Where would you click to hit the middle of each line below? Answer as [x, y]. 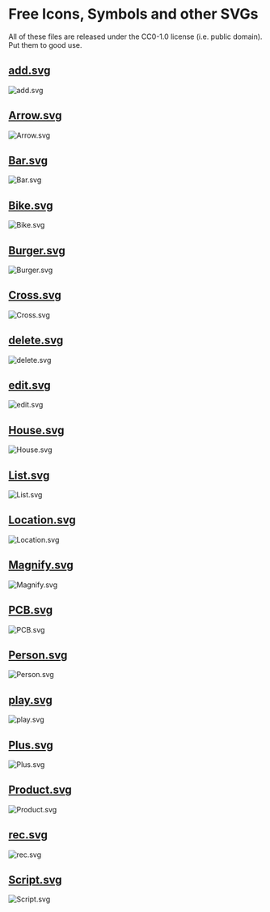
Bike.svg [31, 205]
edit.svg [30, 386]
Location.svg [42, 520]
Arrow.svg [35, 115]
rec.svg [28, 835]
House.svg [36, 430]
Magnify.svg [41, 565]
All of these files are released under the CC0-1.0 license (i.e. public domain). [135, 36]
